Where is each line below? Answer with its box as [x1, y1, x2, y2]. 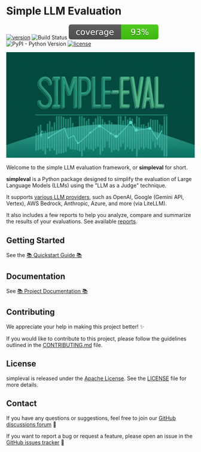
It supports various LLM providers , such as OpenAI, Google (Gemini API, [6, 194, 184, 201]
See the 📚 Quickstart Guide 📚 [6, 252, 83, 259]
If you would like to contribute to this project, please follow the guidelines [6, 335, 187, 342]
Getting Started [6, 235, 65, 245]
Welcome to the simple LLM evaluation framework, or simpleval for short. [6, 164, 188, 171]
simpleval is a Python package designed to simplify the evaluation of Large [6, 176, 192, 183]
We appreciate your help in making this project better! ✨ [6, 323, 145, 330]
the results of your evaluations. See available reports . [6, 218, 138, 225]
